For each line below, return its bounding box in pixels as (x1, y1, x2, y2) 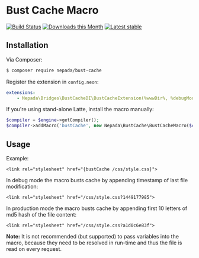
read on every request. (6, 245, 62, 252)
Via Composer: (6, 56, 43, 63)
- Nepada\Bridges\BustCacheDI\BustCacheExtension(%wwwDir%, (17, 95, 168, 101)
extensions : (6, 89, 36, 95)
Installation (6, 40, 49, 50)
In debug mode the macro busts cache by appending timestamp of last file (6, 176, 188, 183)
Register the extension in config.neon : (6, 78, 99, 85)
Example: (6, 154, 29, 162)
